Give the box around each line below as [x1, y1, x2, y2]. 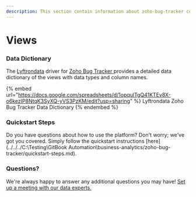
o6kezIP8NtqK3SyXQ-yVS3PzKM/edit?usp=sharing [6, 97, 130, 105]
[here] [145, 138, 160, 145]
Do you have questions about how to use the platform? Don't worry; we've [6, 132, 185, 139]
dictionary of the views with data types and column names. [6, 74, 148, 81]
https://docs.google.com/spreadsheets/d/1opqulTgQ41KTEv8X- [17, 92, 171, 98]
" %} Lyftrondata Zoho [129, 97, 184, 105]
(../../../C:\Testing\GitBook [6, 144, 68, 151]
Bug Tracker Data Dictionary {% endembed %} [6, 104, 118, 111]
